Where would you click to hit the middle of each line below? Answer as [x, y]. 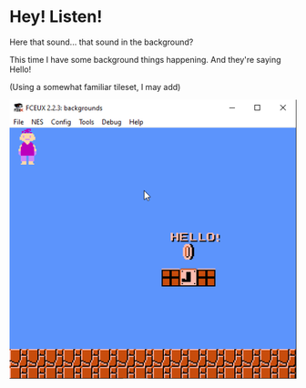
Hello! [20, 69]
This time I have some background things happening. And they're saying [145, 59]
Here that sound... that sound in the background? [102, 42]
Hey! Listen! [56, 17]
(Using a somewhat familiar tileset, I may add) [95, 87]
